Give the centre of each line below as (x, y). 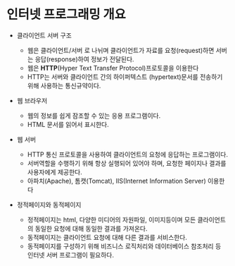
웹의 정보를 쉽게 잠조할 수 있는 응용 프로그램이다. (94, 115)
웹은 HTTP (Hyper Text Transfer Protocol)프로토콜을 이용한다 (113, 68)
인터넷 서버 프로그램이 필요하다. (70, 255)
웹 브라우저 (32, 100)
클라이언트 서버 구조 (44, 35)
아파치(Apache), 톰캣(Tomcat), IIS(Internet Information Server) (117, 181)
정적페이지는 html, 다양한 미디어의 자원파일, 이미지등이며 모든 (112, 219)
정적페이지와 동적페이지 (49, 205)
